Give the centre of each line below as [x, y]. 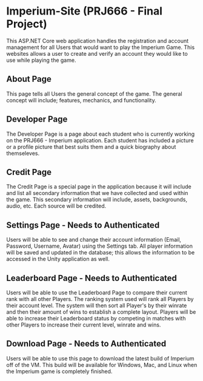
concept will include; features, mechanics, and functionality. [81, 100]
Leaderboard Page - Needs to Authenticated [92, 278]
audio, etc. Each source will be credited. [56, 206]
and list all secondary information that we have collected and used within [97, 193]
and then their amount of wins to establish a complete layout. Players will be [101, 312]
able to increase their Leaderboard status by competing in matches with [96, 318]
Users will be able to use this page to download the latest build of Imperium [101, 358]
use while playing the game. [41, 60]
